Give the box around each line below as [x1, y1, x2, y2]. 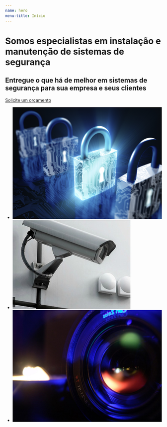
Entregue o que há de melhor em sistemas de [5, 76, 148, 85]
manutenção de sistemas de [5, 46, 124, 57]
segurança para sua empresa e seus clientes [5, 84, 147, 92]
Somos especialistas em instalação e [5, 35, 161, 47]
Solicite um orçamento [5, 97, 51, 103]
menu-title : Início [5, 13, 46, 18]
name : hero [5, 8, 28, 13]
